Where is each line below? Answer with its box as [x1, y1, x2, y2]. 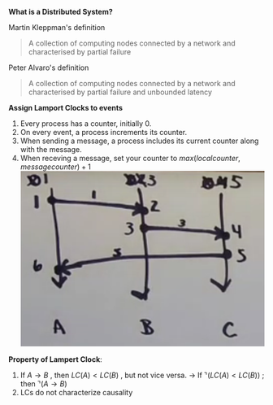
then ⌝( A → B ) [19, 379, 67, 389]
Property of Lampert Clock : [8, 355, 103, 364]
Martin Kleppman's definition [8, 23, 106, 32]
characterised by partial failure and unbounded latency [28, 87, 213, 97]
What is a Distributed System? [8, 7, 114, 16]
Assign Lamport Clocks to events [8, 103, 123, 112]
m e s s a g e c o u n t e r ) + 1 [19, 162, 92, 172]
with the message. [19, 145, 83, 154]
